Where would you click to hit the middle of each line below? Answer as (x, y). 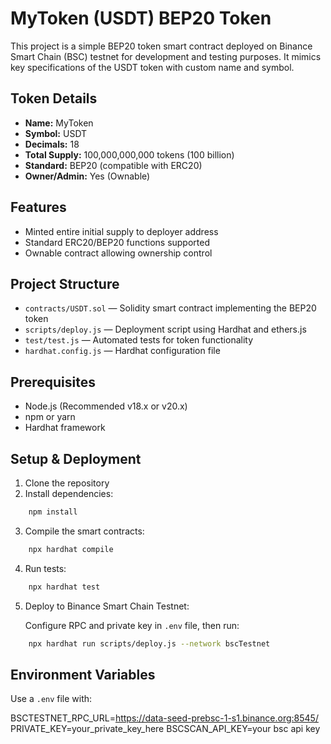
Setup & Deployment (76, 458)
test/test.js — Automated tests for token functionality (139, 340)
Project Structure (65, 283)
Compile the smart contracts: (84, 531)
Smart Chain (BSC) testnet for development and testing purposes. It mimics (166, 56)
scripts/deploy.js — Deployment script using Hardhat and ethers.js (165, 329)
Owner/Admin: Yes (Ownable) (87, 176)
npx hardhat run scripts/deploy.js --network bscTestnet (149, 643)
